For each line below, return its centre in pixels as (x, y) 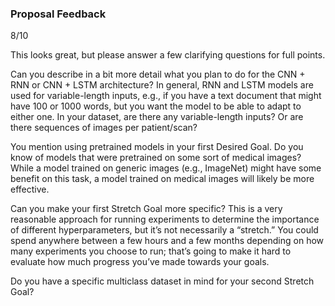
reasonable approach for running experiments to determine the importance (165, 219)
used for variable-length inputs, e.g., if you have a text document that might (166, 96)
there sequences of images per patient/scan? (104, 128)
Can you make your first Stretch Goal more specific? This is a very (146, 209)
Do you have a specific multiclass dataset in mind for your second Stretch (162, 281)
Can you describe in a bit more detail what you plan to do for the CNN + (158, 74)
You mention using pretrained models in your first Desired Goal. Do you (157, 147)
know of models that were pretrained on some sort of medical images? (156, 158)
